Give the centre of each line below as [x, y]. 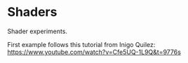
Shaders [32, 12]
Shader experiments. [38, 31]
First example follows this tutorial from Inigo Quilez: [81, 44]
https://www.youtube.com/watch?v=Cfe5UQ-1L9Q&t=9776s [94, 52]
